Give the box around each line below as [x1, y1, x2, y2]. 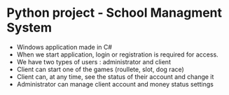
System [6, 20, 53, 36]
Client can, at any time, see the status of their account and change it [16, 72, 214, 81]
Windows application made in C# [16, 43, 113, 51]
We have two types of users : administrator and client [16, 57, 171, 66]
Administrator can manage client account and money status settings [16, 80, 214, 88]
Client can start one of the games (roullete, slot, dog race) [16, 65, 185, 73]
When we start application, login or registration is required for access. [16, 50, 218, 59]
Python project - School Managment [6, 5, 222, 21]
